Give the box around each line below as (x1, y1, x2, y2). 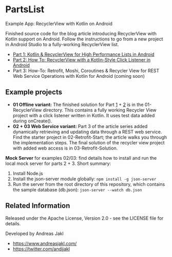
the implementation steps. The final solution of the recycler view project (12, 139, 165, 145)
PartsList (5, 4, 45, 15)
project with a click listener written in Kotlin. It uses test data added (12, 112, 155, 118)
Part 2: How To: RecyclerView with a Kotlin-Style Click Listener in (12, 56, 151, 62)
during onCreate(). (12, 118, 52, 124)
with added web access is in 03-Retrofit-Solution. (12, 145, 118, 151)
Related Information (5, 201, 70, 210)
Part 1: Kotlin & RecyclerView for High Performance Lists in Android (12, 51, 155, 57)
